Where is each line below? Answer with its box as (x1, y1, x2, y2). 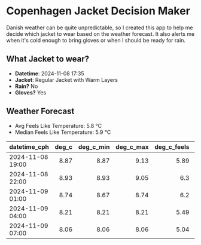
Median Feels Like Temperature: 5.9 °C (14, 128, 111, 136)
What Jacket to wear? (6, 54, 90, 64)
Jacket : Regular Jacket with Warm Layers (14, 76, 118, 83)
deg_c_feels (154, 142, 190, 151)
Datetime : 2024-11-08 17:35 (14, 70, 84, 77)
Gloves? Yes (14, 88, 47, 96)
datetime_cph (9, 142, 50, 151)
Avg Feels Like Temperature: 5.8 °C (14, 122, 102, 129)
